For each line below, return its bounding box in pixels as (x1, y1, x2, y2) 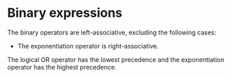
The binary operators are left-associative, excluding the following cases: (7, 28, 216, 37)
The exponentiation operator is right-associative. (17, 41, 159, 50)
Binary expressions (7, 5, 123, 21)
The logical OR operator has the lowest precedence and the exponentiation (7, 55, 225, 64)
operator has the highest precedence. (7, 63, 117, 71)
